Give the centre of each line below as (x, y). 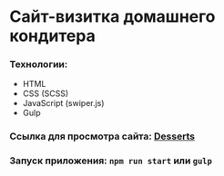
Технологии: (39, 64)
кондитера (52, 36)
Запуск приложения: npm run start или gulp (111, 161)
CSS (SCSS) (46, 93)
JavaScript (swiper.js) (63, 103)
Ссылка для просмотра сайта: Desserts (102, 136)
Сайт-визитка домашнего (112, 17)
